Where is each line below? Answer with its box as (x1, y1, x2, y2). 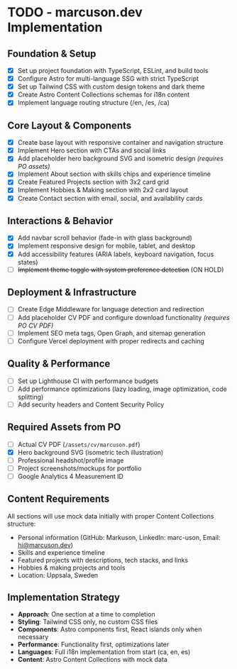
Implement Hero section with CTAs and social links (17, 146, 167, 155)
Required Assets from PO (7, 421, 121, 433)
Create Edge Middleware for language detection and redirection (17, 305, 204, 314)
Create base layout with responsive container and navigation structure (17, 138, 224, 147)
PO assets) (17, 162, 50, 171)
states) (17, 258, 38, 266)
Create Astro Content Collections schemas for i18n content (17, 90, 190, 99)
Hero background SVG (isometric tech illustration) (17, 448, 164, 456)
